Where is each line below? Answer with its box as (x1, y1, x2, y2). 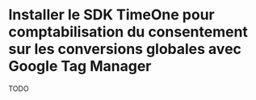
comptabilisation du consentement (8, 23, 249, 41)
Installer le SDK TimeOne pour (8, 6, 216, 24)
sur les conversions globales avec (8, 40, 242, 58)
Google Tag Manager (8, 57, 152, 76)
